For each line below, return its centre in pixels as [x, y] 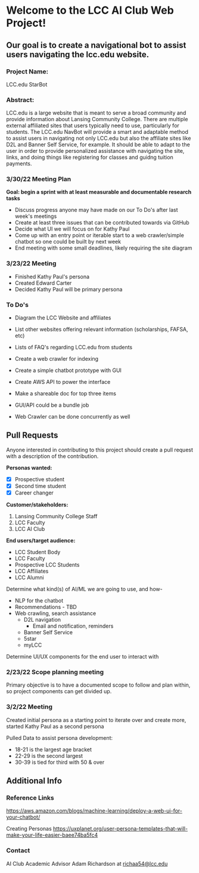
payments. [19, 164]
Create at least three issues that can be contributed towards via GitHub [102, 223]
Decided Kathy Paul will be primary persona [69, 289]
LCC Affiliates [32, 571]
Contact [18, 850]
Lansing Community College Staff [56, 517]
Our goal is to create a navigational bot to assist [96, 45]
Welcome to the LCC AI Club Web [90, 10]
